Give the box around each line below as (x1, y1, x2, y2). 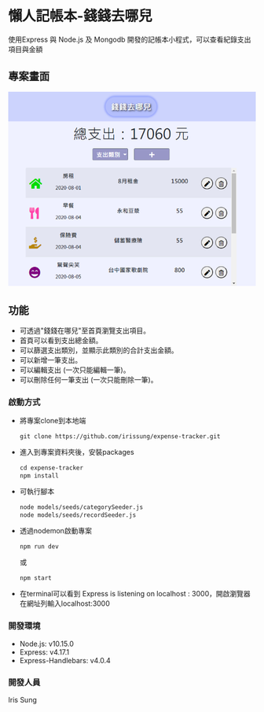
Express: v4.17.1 (19, 647, 70, 657)
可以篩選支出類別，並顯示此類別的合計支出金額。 (19, 345, 178, 355)
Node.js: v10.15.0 (19, 639, 75, 648)
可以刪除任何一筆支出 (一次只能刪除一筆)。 (19, 374, 158, 384)
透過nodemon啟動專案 (19, 526, 93, 536)
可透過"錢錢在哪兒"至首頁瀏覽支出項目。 (19, 326, 151, 335)
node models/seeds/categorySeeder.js (19, 504, 144, 511)
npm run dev (19, 543, 59, 551)
